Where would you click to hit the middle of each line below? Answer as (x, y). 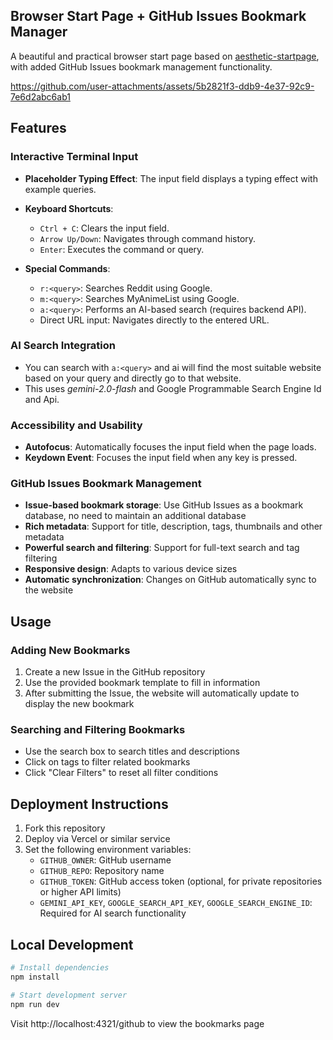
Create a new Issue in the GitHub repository (115, 672)
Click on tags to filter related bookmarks (107, 762)
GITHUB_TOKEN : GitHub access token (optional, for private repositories (181, 881)
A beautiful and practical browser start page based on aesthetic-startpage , (165, 56)
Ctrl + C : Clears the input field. (104, 228)
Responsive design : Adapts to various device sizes (131, 569)
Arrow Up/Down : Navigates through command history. (148, 238)
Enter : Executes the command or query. (122, 249)
